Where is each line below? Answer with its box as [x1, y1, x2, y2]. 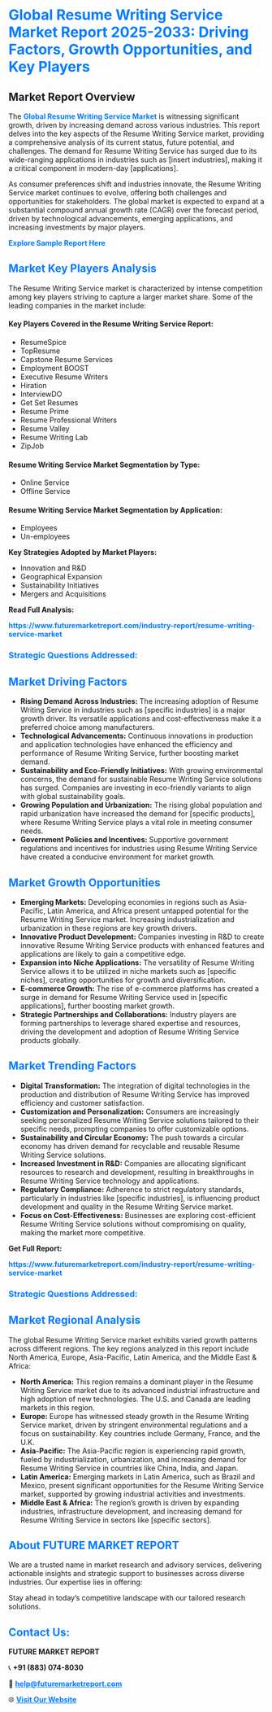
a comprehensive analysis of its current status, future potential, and [8, 138, 235, 147]
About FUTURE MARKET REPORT [8, 1538, 180, 1552]
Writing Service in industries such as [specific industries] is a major [19, 705, 246, 715]
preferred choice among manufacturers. [19, 723, 155, 732]
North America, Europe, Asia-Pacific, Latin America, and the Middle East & [8, 1352, 257, 1362]
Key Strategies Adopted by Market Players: [8, 548, 158, 557]
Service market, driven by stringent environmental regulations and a [19, 1420, 248, 1430]
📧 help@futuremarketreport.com [8, 1679, 123, 1689]
